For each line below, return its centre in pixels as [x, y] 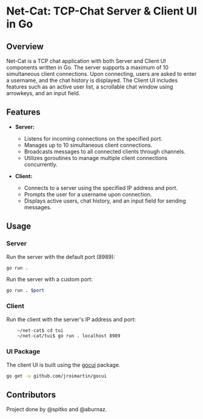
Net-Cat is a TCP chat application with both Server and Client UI [86, 61]
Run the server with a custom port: [49, 280]
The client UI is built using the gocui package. [63, 364]
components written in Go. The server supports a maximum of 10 [87, 67]
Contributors [31, 394]
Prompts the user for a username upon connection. [88, 194]
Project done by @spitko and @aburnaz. [57, 409]
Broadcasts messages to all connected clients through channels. [105, 151]
